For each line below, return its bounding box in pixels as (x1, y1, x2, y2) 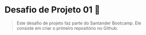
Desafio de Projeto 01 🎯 (4, 4, 101, 15)
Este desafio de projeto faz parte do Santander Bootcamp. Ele (16, 20, 142, 26)
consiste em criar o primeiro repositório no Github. (16, 25, 118, 31)
